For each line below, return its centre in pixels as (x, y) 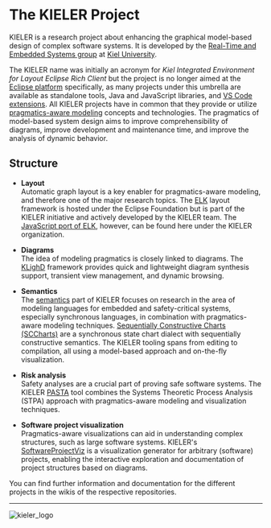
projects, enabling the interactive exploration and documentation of (132, 459)
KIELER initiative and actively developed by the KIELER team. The (129, 217)
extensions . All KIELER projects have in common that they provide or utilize (133, 104)
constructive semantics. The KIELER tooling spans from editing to (129, 342)
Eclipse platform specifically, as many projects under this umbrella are (125, 87)
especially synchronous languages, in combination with (113, 316)
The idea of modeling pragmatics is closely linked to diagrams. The (132, 258)
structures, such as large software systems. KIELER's (109, 442)
